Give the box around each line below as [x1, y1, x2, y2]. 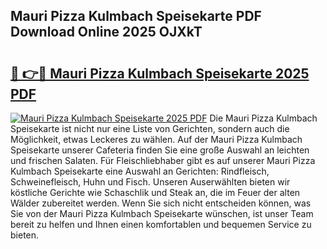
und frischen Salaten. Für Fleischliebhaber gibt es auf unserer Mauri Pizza [10, 155, 316, 166]
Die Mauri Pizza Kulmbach [209, 112, 318, 124]
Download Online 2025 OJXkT [10, 24, 203, 41]
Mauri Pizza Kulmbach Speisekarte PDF [10, 8, 262, 25]
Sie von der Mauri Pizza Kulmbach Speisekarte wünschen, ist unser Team [10, 208, 314, 219]
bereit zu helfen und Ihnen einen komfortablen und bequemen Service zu [10, 219, 312, 230]
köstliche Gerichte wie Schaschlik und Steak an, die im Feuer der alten [10, 187, 301, 198]
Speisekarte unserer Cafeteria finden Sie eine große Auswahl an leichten [10, 144, 310, 156]
